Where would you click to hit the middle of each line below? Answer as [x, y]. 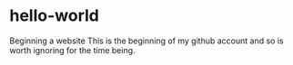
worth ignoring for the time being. [72, 50]
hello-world [55, 16]
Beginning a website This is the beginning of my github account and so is [146, 41]
